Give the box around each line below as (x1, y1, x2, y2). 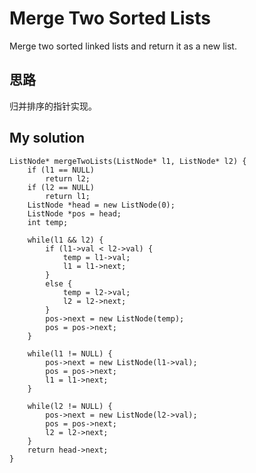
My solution (9, 130, 86, 147)
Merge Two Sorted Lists (9, 7, 211, 30)
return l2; (45, 173, 91, 184)
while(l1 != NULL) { (27, 348, 113, 359)
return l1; (45, 191, 91, 201)
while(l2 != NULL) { (27, 401, 113, 411)
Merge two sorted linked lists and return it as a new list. (9, 40, 237, 52)
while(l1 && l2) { (27, 235, 104, 245)
